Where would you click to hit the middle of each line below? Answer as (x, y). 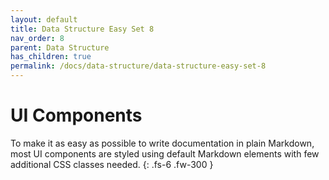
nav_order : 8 (37, 38)
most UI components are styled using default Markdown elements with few (165, 153)
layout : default (44, 19)
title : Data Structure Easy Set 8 (82, 29)
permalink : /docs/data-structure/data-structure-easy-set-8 (138, 66)
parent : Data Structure (60, 47)
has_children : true (51, 57)
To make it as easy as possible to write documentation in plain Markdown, (162, 143)
